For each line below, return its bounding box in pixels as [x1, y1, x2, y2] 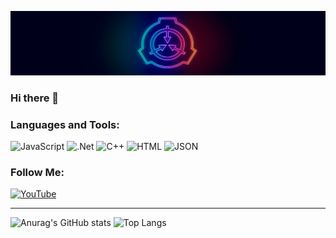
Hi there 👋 [10, 91, 60, 105]
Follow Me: [10, 166, 65, 179]
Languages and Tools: [10, 117, 120, 131]
